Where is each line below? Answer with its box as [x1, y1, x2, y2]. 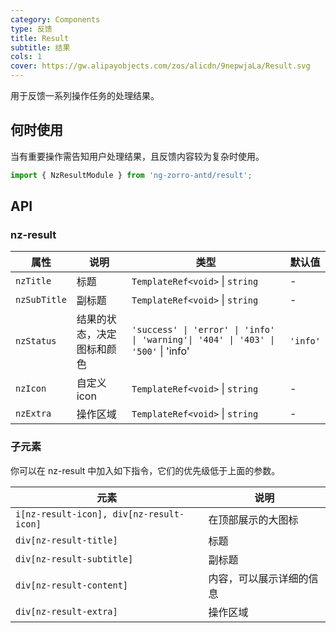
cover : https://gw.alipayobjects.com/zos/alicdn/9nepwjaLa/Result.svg [10, 61, 311, 71]
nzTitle [15, 276, 52, 287]
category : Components [10, 14, 101, 25]
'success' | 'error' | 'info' [131, 324, 276, 336]
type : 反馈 [10, 24, 53, 34]
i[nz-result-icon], [15, 508, 108, 520]
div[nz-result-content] [15, 579, 129, 591]
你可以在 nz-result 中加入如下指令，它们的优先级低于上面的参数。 [10, 464, 281, 476]
